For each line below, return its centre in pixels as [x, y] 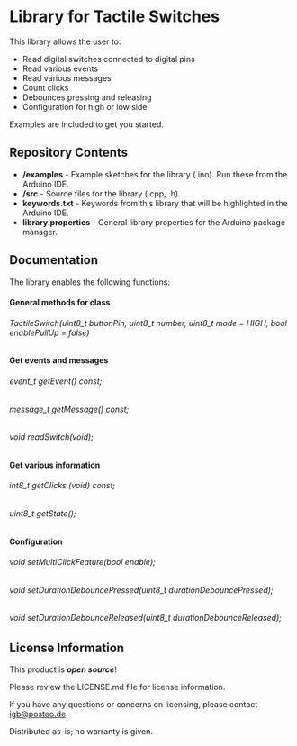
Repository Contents [69, 153]
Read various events [60, 68]
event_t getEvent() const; [56, 381]
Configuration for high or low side [85, 106]
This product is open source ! [63, 669]
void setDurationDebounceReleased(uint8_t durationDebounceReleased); [145, 618]
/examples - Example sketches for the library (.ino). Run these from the [155, 174]
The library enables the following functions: [90, 282]
